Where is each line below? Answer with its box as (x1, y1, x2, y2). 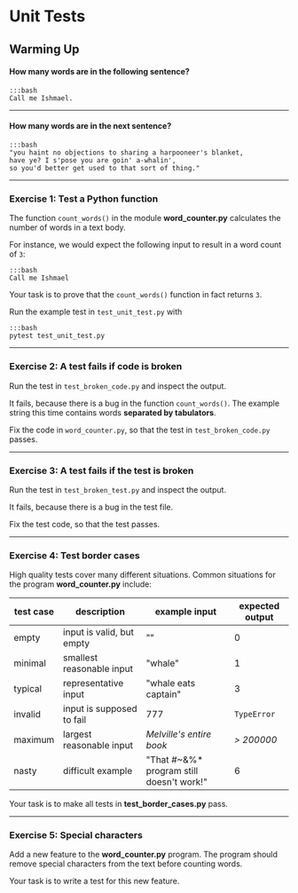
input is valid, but (63, 626, 135, 638)
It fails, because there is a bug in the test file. (9, 502, 174, 512)
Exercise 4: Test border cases (9, 549, 140, 561)
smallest (63, 652, 98, 664)
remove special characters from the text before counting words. (9, 858, 243, 869)
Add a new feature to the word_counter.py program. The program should (9, 850, 278, 860)
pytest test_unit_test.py (9, 331, 105, 341)
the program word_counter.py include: (9, 579, 153, 589)
